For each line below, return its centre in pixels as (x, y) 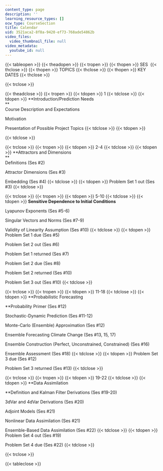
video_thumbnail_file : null (38, 41)
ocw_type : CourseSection (30, 23)
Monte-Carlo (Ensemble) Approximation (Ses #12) (55, 325)
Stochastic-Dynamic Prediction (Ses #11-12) (49, 316)
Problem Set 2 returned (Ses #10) (38, 273)
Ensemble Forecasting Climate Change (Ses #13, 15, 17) (60, 334)
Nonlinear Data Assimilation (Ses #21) (43, 421)
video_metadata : (21, 46)
